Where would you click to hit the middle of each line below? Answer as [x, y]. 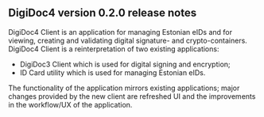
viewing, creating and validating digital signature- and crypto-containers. [128, 40]
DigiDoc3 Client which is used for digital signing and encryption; [125, 64]
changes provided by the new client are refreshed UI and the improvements [132, 96]
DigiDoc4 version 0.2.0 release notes [103, 13]
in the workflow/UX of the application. [70, 104]
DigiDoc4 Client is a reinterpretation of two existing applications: [114, 49]
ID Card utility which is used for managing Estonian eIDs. [113, 72]
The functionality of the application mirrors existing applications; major [124, 88]
